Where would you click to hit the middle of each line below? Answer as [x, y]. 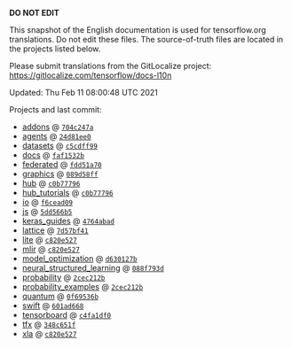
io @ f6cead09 [47, 202]
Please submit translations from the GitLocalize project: [110, 66]
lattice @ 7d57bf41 [55, 230]
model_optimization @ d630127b [79, 259]
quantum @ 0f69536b [60, 296]
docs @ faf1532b [53, 155]
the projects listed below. [55, 49]
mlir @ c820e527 [51, 249]
